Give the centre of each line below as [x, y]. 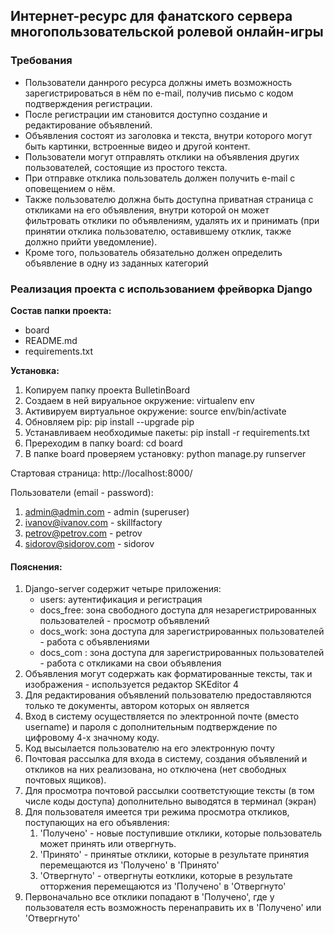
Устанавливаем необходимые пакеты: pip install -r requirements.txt [167, 432]
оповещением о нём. [70, 188]
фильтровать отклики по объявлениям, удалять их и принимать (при [172, 220]
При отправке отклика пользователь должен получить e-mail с [160, 178]
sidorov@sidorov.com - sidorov [89, 543]
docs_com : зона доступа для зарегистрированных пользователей [182, 653]
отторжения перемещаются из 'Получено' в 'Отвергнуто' [163, 886]
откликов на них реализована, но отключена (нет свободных [155, 770]
